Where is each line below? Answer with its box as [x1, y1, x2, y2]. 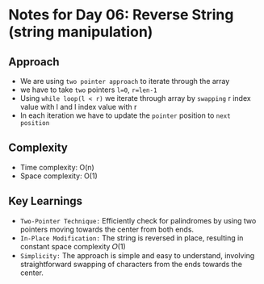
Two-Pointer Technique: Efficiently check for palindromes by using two [19, 215, 257, 225]
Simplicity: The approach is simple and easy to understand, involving [19, 250, 255, 260]
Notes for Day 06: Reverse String [8, 6, 234, 24]
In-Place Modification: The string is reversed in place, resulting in [19, 232, 244, 243]
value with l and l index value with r [19, 102, 137, 111]
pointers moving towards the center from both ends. [19, 224, 195, 234]
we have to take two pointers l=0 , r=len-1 [19, 85, 157, 94]
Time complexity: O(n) [19, 162, 94, 172]
